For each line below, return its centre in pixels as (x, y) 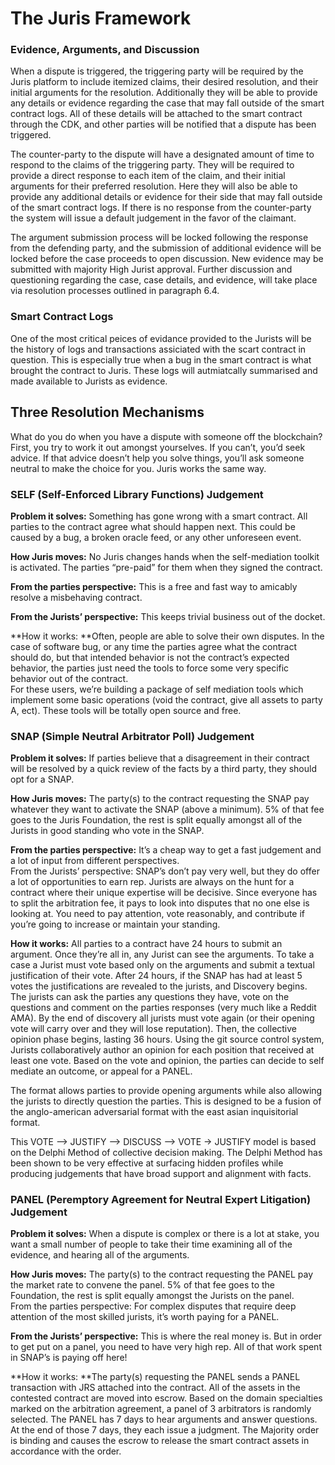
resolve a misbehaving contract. (76, 597)
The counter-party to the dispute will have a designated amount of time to (162, 154)
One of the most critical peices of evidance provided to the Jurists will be (161, 338)
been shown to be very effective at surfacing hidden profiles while (147, 1163)
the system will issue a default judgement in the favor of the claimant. (153, 218)
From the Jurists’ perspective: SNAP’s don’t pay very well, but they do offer (165, 871)
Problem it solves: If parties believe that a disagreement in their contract (160, 758)
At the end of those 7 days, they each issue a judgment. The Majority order (165, 1430)
